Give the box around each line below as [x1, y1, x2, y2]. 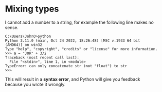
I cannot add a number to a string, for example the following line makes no [5, 19, 154, 25]
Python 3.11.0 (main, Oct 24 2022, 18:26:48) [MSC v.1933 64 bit [5, 38, 140, 43]
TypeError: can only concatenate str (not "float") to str [5, 63, 127, 68]
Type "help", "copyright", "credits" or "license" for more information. [5, 46, 158, 51]
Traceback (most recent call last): [5, 55, 79, 60]
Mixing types [5, 3, 59, 15]
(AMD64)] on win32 [5, 42, 42, 47]
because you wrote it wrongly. [5, 81, 66, 87]
